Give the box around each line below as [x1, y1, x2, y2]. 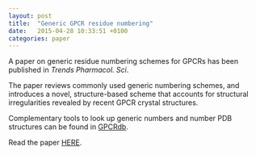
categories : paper [8, 34, 70, 43]
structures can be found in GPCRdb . [8, 122, 129, 132]
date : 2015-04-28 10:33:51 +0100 [8, 27, 128, 35]
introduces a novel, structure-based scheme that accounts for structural [8, 90, 249, 99]
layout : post [8, 11, 52, 20]
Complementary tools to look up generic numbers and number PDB [8, 114, 233, 124]
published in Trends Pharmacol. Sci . [8, 65, 129, 75]
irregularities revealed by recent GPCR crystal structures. [8, 98, 199, 107]
